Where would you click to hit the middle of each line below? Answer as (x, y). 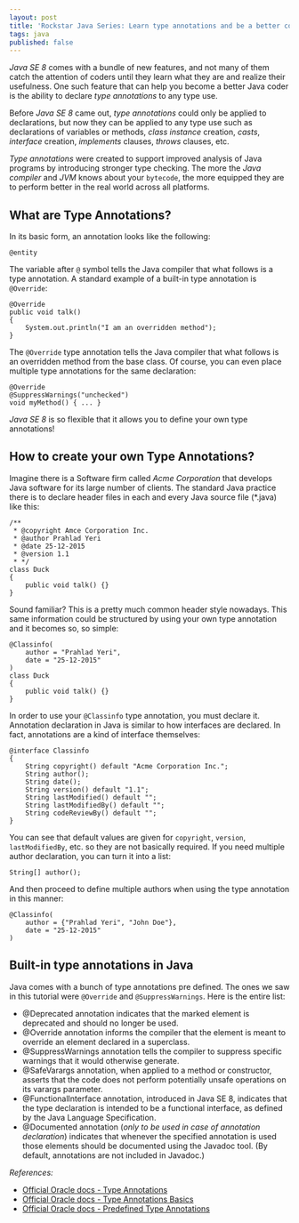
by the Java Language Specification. (89, 1117)
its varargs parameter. (62, 1089)
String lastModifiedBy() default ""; (95, 805)
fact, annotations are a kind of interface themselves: (105, 734)
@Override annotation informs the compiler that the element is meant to (154, 1032)
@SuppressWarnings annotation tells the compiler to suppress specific (152, 1051)
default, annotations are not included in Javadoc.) (113, 1155)
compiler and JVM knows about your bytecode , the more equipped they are (147, 178)
